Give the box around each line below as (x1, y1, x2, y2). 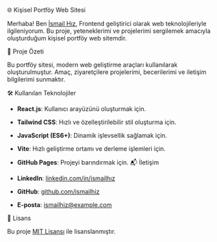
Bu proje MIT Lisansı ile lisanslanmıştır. (7, 228, 116, 235)
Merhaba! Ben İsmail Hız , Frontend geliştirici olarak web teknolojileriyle (7, 20, 207, 27)
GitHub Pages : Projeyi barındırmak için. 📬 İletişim (16, 158, 159, 167)
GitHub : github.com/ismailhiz (16, 188, 100, 195)
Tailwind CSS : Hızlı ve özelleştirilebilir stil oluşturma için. (16, 118, 177, 126)
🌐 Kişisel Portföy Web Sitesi (7, 6, 86, 14)
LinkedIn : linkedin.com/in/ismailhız (16, 174, 116, 182)
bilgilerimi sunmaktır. (7, 75, 66, 83)
